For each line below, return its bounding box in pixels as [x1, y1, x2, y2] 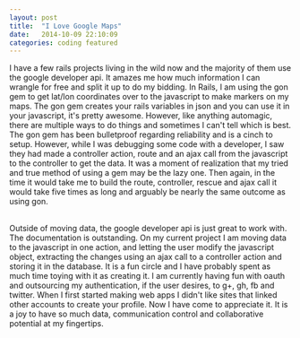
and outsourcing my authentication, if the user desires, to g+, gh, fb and [9, 280, 275, 291]
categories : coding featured [9, 38, 118, 48]
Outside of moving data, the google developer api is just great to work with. [9, 223, 287, 234]
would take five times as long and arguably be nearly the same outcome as [9, 186, 287, 197]
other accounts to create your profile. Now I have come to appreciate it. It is [9, 299, 288, 310]
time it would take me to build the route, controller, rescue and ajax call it [9, 177, 278, 188]
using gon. [9, 196, 49, 207]
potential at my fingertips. [9, 318, 105, 329]
